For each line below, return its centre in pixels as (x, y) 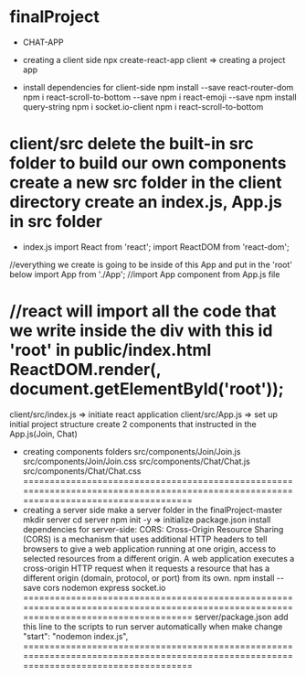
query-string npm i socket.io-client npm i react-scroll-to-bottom (143, 106)
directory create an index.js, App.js (146, 202)
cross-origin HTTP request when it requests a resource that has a (146, 568)
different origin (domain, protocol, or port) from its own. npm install (148, 577)
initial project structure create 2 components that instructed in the (133, 424)
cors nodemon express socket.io (104, 587)
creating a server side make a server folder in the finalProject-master (153, 510)
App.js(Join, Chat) (43, 434)
